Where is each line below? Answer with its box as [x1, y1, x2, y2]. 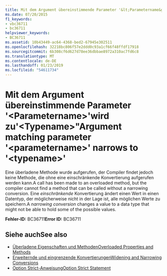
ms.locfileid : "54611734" [5, 68, 59, 73]
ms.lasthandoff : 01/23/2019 [5, 63, 64, 68]
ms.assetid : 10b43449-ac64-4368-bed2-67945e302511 [5, 40, 112, 45]
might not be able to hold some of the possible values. [5, 206, 116, 212]
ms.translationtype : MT [5, 53, 55, 59]
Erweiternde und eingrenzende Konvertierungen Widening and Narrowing [12, 254, 162, 260]
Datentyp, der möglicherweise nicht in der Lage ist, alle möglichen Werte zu [5, 196, 161, 202]
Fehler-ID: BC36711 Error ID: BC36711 [5, 216, 81, 222]
